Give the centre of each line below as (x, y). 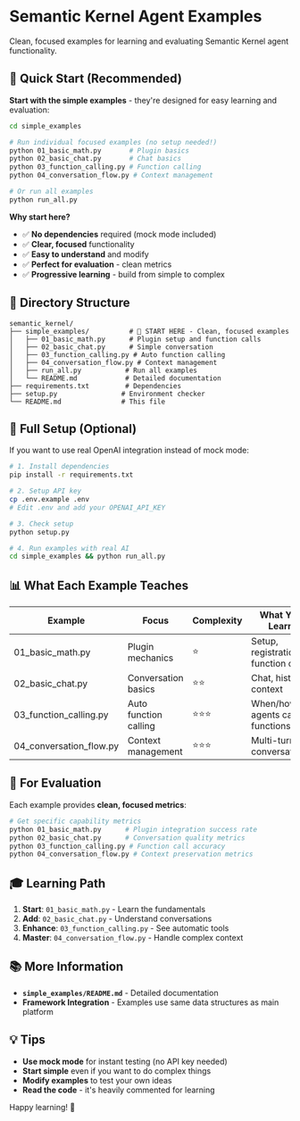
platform (37, 1011)
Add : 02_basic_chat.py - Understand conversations (117, 919)
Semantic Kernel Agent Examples (136, 17)
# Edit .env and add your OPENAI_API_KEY (87, 507)
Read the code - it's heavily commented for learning (119, 1090)
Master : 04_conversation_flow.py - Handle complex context (133, 938)
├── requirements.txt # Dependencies (95, 386)
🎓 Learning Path (58, 883)
